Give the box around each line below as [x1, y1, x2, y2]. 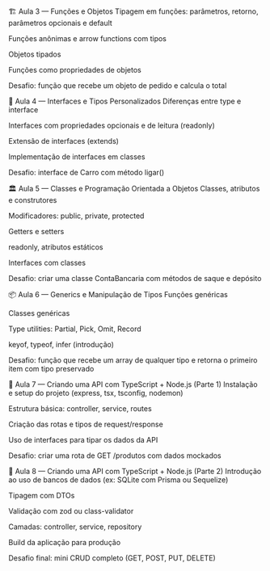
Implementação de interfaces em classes [8, 152, 146, 162]
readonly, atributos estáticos [8, 242, 103, 252]
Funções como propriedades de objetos [8, 65, 141, 74]
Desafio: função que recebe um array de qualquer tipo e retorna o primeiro [8, 355, 258, 365]
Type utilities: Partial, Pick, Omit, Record [8, 324, 141, 334]
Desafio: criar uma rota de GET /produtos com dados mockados [8, 451, 221, 460]
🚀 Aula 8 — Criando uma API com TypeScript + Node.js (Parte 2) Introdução [8, 467, 262, 476]
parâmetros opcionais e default [8, 19, 113, 27]
